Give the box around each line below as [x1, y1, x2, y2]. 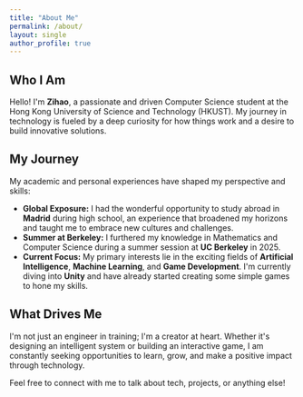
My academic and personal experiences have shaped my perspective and [9, 175, 286, 186]
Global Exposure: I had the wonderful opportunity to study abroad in [22, 203, 280, 213]
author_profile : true [9, 38, 92, 48]
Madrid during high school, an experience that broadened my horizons [22, 213, 288, 223]
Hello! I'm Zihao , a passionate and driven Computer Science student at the [9, 96, 288, 107]
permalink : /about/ [9, 22, 83, 31]
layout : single [9, 30, 67, 39]
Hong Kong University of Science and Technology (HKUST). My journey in [9, 106, 288, 117]
